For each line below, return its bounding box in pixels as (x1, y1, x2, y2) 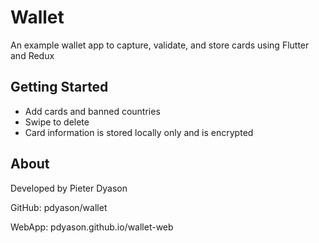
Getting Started (10, 79, 109, 96)
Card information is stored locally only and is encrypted (24, 126, 254, 138)
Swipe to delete (24, 116, 90, 128)
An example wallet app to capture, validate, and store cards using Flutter (10, 39, 310, 51)
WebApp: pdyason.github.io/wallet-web (10, 221, 174, 233)
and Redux (10, 49, 55, 61)
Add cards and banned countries (24, 105, 161, 117)
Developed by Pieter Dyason (10, 182, 128, 194)
